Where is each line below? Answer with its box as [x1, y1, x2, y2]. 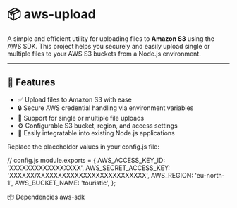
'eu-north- [195, 171, 225, 179]
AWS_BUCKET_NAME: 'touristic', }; [14, 178, 116, 187]
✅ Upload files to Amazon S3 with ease [17, 95, 132, 104]
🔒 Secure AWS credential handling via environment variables [17, 104, 194, 112]
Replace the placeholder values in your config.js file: [7, 142, 160, 151]
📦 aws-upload [7, 6, 97, 23]
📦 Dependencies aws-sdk [7, 192, 85, 201]
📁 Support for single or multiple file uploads [17, 114, 145, 122]
